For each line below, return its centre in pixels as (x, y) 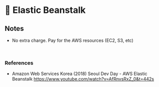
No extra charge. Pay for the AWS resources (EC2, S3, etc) (73, 40)
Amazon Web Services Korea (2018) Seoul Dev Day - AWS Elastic (79, 74)
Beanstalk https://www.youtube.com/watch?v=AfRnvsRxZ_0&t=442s (83, 79)
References (19, 63)
